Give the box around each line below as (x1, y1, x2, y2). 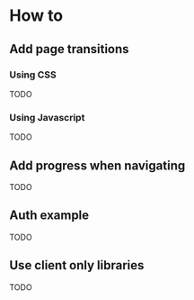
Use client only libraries (9, 258, 145, 273)
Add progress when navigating (9, 158, 186, 173)
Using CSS (9, 68, 57, 81)
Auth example (9, 208, 90, 223)
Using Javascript (9, 111, 85, 123)
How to (9, 5, 64, 26)
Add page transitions (9, 41, 129, 57)
